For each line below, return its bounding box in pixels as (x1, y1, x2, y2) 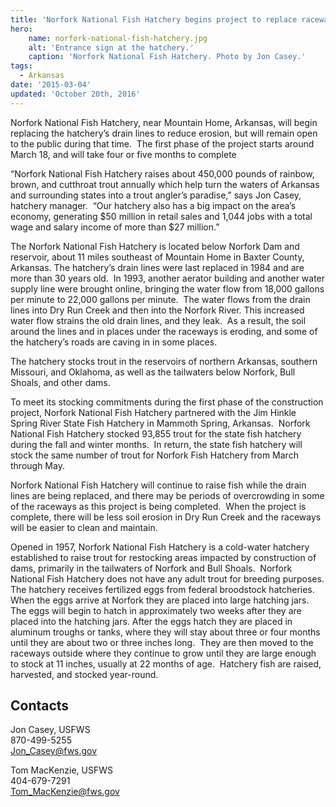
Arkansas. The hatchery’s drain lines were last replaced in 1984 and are (10, 261, 305, 273)
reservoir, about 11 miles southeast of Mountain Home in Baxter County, (10, 251, 305, 263)
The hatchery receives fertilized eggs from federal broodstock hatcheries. (10, 583, 315, 595)
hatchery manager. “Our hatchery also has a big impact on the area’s (10, 199, 297, 211)
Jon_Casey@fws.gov (10, 745, 98, 757)
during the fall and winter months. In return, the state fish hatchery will (10, 438, 303, 450)
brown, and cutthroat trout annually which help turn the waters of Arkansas (10, 178, 320, 190)
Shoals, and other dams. (10, 376, 111, 388)
